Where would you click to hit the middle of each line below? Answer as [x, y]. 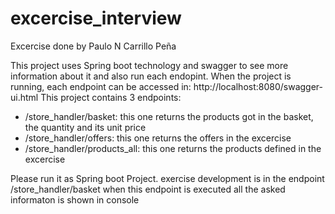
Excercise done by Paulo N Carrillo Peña [93, 46]
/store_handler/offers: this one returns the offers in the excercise [158, 138]
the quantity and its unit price [85, 127]
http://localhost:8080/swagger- [258, 86]
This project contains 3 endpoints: [111, 97]
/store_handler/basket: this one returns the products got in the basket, [169, 116]
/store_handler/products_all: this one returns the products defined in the [173, 148]
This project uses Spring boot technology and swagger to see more [149, 65]
